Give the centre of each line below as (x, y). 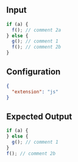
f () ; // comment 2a (37, 30)
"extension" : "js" (35, 91)
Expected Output (39, 116)
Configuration (34, 72)
